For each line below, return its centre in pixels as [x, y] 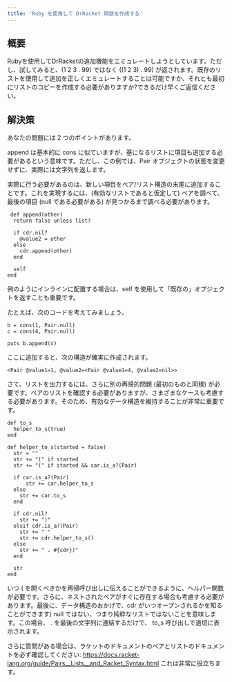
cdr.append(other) [46, 251]
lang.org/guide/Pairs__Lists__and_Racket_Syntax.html [83, 663]
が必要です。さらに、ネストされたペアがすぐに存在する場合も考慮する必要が [116, 597]
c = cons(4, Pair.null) [41, 332]
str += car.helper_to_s [60, 484]
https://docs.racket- [111, 655]
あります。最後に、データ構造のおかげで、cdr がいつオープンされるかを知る [115, 605]
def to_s [20, 423]
